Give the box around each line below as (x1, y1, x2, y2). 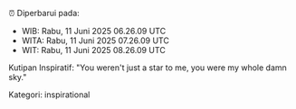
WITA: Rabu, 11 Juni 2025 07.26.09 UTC (21, 35, 169, 46)
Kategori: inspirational (8, 89, 91, 100)
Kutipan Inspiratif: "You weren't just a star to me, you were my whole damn (8, 62, 287, 73)
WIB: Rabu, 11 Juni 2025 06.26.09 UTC (21, 26, 167, 36)
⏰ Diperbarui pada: (8, 8, 81, 18)
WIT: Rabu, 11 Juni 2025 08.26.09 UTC (21, 45, 167, 55)
